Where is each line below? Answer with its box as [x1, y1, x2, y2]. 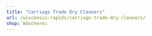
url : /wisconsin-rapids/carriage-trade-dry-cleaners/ [6, 15, 147, 21]
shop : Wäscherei [6, 20, 48, 26]
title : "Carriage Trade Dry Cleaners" [6, 9, 105, 15]
